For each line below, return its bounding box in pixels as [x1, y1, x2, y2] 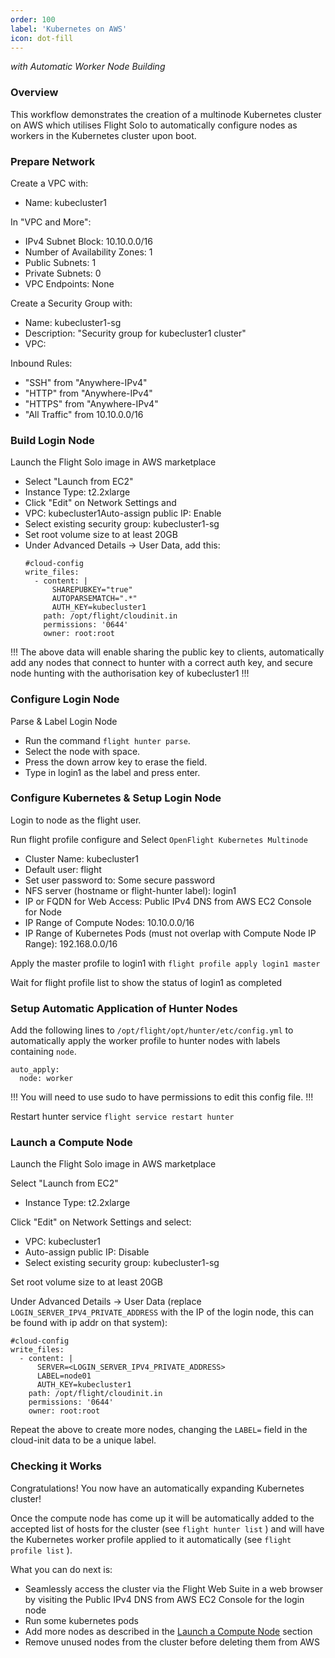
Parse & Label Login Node [10, 715, 118, 727]
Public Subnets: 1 [24, 256, 97, 268]
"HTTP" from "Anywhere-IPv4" [24, 387, 153, 399]
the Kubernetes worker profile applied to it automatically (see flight [10, 1533, 292, 1545]
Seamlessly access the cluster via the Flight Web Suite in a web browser [24, 1582, 324, 1595]
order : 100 [10, 14, 56, 25]
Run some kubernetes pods [24, 1614, 139, 1626]
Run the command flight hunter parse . [24, 734, 191, 746]
